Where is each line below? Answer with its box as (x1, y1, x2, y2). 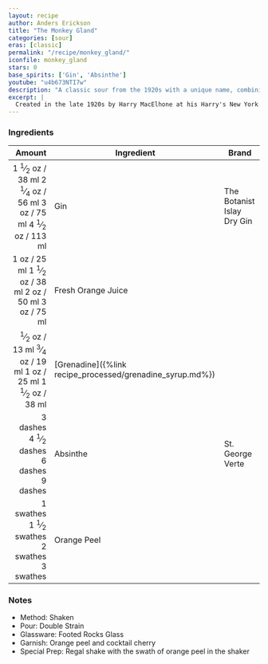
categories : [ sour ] (8, 33, 73, 42)
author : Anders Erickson (8, 19, 91, 27)
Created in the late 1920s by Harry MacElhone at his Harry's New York (15, 100, 259, 108)
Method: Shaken (19, 613, 74, 623)
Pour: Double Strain (19, 621, 85, 631)
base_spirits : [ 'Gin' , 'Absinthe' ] (8, 71, 127, 79)
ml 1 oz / (14, 366, 47, 377)
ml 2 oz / (14, 286, 47, 297)
